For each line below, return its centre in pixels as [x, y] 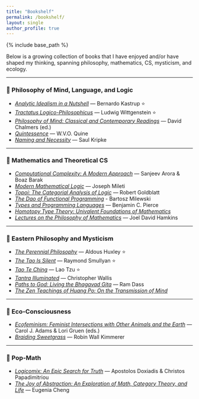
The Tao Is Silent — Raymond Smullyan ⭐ [65, 261]
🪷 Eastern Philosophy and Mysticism [60, 238]
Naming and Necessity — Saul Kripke [60, 139]
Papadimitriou [32, 377]
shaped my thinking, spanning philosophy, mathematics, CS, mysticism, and [99, 63]
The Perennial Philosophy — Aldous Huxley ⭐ [70, 252]
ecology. [17, 69]
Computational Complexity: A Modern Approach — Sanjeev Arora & [97, 173]
